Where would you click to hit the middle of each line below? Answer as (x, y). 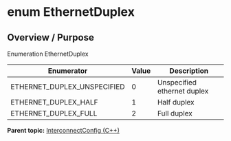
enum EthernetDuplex (71, 12)
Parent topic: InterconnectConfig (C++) (64, 130)
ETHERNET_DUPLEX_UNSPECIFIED (68, 87)
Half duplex (176, 102)
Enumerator (68, 71)
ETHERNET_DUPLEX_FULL (54, 113)
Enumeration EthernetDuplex (48, 54)
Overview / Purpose (51, 37)
